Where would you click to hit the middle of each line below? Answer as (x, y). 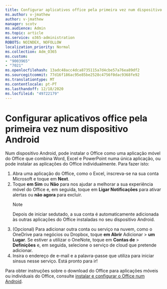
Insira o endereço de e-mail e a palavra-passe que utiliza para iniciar (83, 256)
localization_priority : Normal (38, 47)
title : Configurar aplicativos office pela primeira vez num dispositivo (84, 10)
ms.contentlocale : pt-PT (31, 84)
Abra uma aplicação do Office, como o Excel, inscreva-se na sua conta (85, 173)
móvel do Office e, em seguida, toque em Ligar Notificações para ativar (87, 189)
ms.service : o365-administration (40, 38)
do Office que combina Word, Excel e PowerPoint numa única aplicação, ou (83, 158)
